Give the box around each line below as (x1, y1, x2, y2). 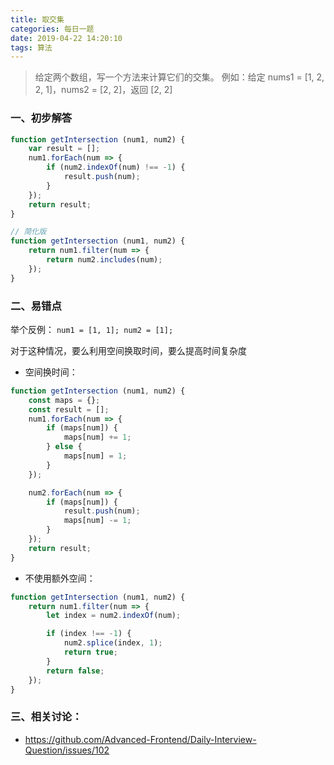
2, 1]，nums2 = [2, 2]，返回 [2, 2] (34, 84, 173, 96)
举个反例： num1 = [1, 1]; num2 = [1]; (10, 323, 174, 335)
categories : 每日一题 (10, 24, 95, 34)
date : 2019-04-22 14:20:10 (10, 33, 123, 43)
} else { (46, 442, 83, 452)
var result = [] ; (28, 144, 101, 154)
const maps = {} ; (28, 395, 101, 405)
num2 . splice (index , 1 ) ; (63, 638, 163, 648)
